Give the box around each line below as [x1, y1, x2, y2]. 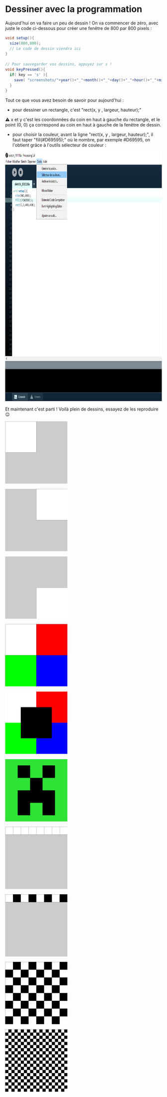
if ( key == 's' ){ [9, 72, 48, 78]
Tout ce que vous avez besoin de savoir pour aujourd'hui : [5, 97, 124, 103]
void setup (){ [5, 35, 35, 40]
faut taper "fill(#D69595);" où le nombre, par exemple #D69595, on [12, 137, 151, 142]
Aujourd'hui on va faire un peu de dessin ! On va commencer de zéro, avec [5, 20, 159, 26]
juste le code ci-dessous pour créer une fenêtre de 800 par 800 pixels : [5, 25, 152, 31]
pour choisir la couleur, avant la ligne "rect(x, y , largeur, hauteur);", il [12, 131, 153, 137]
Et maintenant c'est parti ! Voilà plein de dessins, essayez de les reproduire [5, 406, 159, 412]
